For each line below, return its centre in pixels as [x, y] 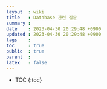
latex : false [27, 62]
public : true [25, 51]
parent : [19, 57]
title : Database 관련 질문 [42, 18]
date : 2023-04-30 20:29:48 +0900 [54, 29]
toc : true [25, 46]
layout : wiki [25, 12]
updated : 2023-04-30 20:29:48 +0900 [54, 35]
